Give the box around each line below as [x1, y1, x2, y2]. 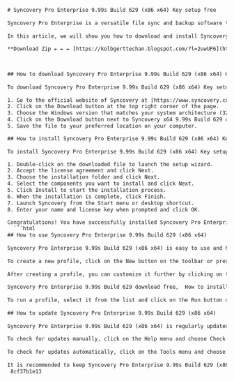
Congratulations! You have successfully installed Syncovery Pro [7, 218, 201, 226]
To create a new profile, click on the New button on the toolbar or [7, 257, 214, 264]
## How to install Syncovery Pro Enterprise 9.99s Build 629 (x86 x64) [7, 135, 219, 142]
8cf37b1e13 [10, 368, 42, 375]
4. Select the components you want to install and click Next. [7, 180, 195, 188]
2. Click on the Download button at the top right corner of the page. [7, 103, 219, 110]
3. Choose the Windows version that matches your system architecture [7, 110, 217, 117]
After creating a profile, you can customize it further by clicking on [7, 271, 223, 278]
